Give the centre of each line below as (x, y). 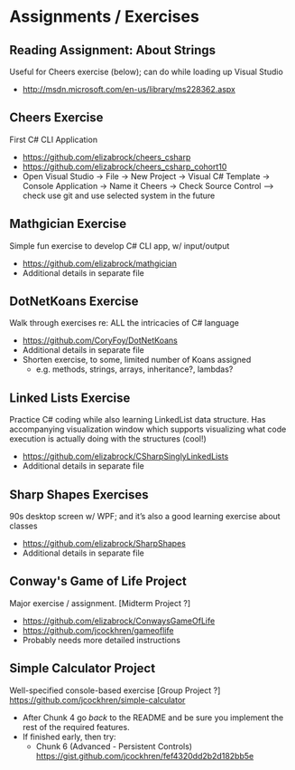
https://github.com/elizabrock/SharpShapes (104, 544)
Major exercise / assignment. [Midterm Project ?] (100, 603)
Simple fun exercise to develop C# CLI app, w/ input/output (120, 245)
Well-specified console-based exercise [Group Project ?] (115, 690)
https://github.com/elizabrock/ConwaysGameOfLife (119, 621)
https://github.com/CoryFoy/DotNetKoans (100, 340)
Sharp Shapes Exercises (79, 494)
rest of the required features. (76, 727)
